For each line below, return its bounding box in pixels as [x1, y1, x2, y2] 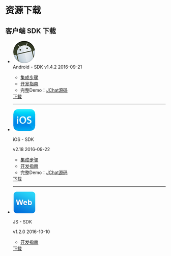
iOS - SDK [12, 136, 34, 143]
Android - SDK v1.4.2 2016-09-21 [12, 64, 82, 70]
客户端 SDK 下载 [5, 26, 56, 35]
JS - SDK [12, 219, 32, 224]
